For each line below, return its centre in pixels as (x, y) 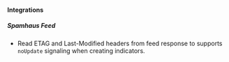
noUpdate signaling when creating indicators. (81, 51)
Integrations (25, 10)
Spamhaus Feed (31, 26)
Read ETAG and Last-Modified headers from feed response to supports (120, 43)
